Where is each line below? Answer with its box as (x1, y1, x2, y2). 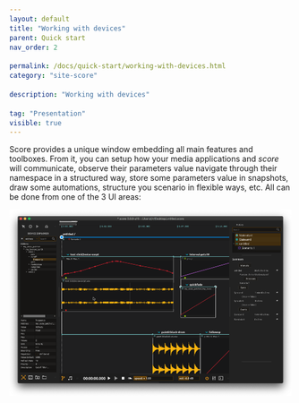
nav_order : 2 (9, 43, 58, 52)
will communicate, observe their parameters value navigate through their (9, 163, 278, 174)
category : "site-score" (9, 72, 98, 81)
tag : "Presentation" (9, 108, 87, 118)
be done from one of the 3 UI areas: (9, 192, 141, 202)
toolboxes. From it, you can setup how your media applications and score (9, 153, 279, 165)
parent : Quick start (9, 33, 87, 42)
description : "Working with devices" (9, 90, 150, 99)
